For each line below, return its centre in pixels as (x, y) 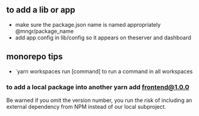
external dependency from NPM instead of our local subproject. (86, 106)
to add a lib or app (41, 10)
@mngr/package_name (44, 31)
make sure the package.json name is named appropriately (88, 24)
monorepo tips (35, 57)
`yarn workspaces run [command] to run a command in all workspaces (104, 71)
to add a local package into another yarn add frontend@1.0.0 (98, 87)
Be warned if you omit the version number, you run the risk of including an (100, 100)
